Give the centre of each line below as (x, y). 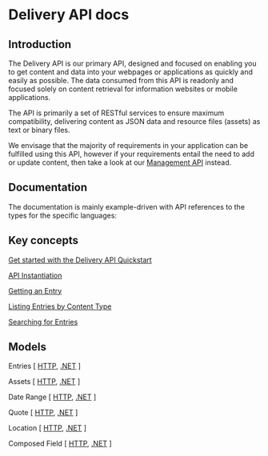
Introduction (40, 44)
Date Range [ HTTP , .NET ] (52, 397)
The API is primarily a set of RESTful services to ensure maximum (116, 113)
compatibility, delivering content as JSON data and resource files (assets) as (134, 121)
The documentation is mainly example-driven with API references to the (127, 206)
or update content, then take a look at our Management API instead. (120, 162)
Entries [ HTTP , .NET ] (45, 366)
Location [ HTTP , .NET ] (47, 428)
